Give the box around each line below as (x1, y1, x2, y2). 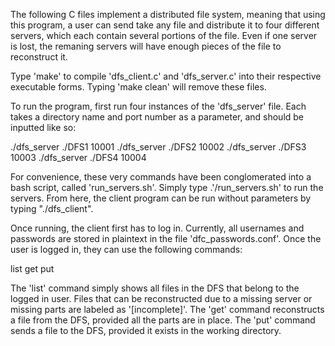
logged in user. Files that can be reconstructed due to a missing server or (10, 293, 313, 304)
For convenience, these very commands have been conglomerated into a (10, 171, 312, 183)
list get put (10, 263, 55, 274)
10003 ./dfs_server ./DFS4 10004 (10, 152, 147, 163)
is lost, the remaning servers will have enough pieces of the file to (10, 40, 282, 52)
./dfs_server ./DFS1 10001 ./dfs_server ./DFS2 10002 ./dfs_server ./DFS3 (10, 141, 307, 153)
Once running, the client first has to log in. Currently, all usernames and (10, 222, 305, 234)
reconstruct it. (10, 51, 68, 63)
